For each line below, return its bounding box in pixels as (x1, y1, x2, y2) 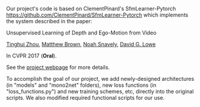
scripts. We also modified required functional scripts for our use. (6, 95, 165, 101)
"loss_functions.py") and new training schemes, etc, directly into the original (6, 88, 194, 95)
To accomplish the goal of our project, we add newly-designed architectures (6, 75, 195, 82)
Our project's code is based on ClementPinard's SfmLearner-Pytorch (6, 5, 176, 12)
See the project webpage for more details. (6, 64, 110, 71)
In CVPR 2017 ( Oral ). (6, 52, 57, 59)
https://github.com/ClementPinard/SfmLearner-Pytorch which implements (6, 11, 189, 18)
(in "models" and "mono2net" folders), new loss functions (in (6, 81, 156, 89)
